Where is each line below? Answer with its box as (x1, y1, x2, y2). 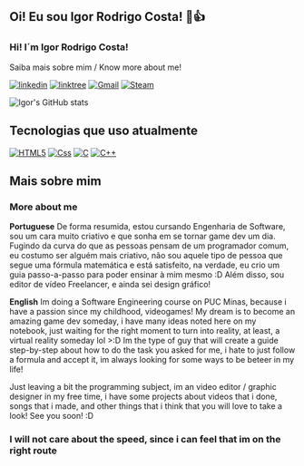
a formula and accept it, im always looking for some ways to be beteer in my (9, 354, 295, 365)
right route (9, 444, 57, 457)
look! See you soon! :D (9, 411, 93, 422)
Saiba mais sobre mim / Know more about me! (9, 62, 182, 73)
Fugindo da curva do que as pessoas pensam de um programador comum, (9, 240, 289, 251)
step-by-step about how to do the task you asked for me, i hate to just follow (9, 345, 296, 355)
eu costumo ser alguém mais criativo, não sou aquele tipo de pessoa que (9, 250, 283, 261)
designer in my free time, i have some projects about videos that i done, (9, 391, 278, 403)
